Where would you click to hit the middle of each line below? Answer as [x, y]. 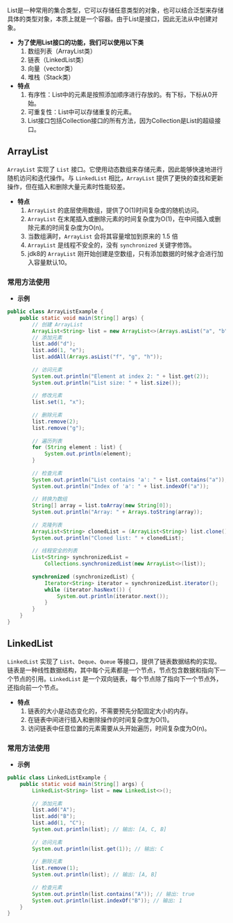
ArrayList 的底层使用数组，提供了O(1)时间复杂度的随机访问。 [115, 210]
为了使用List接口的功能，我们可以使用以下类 [80, 42]
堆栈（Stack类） [51, 77]
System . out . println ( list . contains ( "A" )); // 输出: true [113, 894]
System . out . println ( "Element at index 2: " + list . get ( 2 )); [121, 376]
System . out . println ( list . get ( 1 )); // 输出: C [98, 849]
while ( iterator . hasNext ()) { [88, 590]
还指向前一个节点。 [35, 687]
